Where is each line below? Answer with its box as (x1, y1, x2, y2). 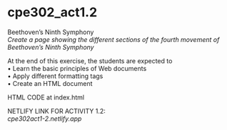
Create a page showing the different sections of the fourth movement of (7, 35, 220, 43)
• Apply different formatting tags (7, 72, 104, 80)
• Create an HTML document (7, 79, 93, 87)
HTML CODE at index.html (7, 93, 84, 102)
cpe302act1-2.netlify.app (7, 114, 82, 123)
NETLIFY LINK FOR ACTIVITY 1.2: (7, 107, 106, 115)
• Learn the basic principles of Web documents (7, 64, 147, 72)
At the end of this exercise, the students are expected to (7, 56, 173, 65)
